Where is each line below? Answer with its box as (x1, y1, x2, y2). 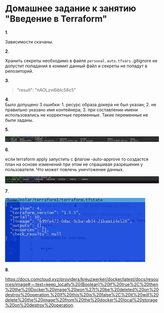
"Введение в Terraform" (5, 13, 107, 24)
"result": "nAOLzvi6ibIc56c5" (17, 87, 76, 93)
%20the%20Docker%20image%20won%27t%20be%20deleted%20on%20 (5, 286, 159, 293)
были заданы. (5, 117, 34, 123)
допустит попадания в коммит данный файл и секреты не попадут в (5, 63, 147, 69)
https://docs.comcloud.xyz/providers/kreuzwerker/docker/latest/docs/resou (5, 276, 159, 282)
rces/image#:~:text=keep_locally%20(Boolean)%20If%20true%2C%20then (5, 281, 159, 287)
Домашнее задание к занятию (5, 3, 137, 14)
